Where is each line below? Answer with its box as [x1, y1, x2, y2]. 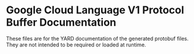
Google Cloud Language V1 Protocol [6, 3, 185, 17]
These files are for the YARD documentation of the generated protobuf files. [6, 35, 189, 42]
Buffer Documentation [6, 16, 117, 29]
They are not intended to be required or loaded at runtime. [6, 41, 146, 48]
